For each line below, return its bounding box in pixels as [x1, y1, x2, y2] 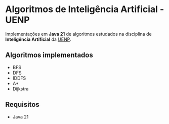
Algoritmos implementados [5, 51, 94, 59]
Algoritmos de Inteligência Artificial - [5, 4, 164, 15]
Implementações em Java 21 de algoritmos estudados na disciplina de [5, 31, 152, 37]
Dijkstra [12, 86, 29, 92]
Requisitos [5, 100, 39, 109]
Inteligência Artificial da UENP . [5, 36, 71, 42]
